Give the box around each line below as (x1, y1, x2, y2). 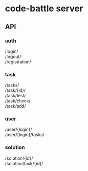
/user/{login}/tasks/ (5, 132, 44, 138)
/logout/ (5, 54, 21, 59)
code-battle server (5, 3, 83, 14)
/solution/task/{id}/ (5, 160, 43, 166)
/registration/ (5, 58, 32, 64)
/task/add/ (5, 103, 26, 109)
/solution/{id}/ (5, 155, 33, 161)
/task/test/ (5, 93, 26, 99)
